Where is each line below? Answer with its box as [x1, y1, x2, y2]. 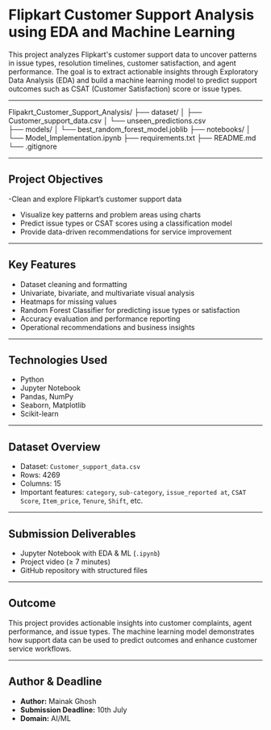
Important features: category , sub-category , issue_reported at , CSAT [19, 487, 247, 497]
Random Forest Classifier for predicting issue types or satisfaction [19, 305, 240, 314]
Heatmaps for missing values [19, 297, 117, 306]
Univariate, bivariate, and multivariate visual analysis [19, 288, 195, 297]
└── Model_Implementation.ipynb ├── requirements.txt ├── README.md [8, 133, 256, 142]
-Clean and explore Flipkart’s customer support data [8, 194, 182, 204]
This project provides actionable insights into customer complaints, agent [8, 618, 252, 627]
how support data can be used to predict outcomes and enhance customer [8, 635, 258, 644]
